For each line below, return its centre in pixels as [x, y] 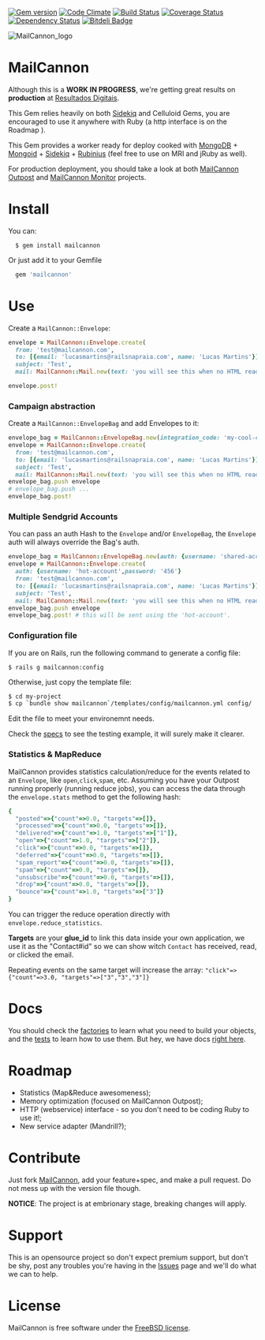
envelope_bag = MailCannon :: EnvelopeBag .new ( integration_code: [114, 438]
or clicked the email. [41, 955]
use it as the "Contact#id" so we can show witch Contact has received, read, [132, 946]
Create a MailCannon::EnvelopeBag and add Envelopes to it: [104, 424]
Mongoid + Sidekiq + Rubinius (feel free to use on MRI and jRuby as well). [128, 153]
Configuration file [43, 636]
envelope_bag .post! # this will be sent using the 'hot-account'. [119, 615]
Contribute [45, 1158]
